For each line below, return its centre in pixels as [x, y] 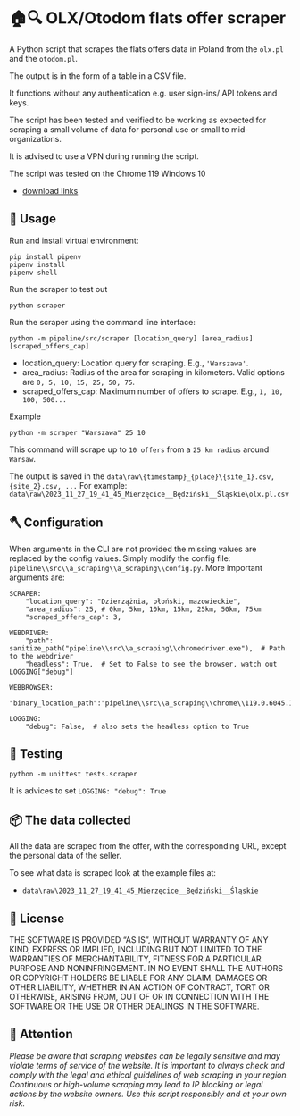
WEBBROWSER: [31, 687]
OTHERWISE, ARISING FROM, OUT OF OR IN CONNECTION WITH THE [139, 997]
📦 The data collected [70, 820]
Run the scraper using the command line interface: [103, 322]
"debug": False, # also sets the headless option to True [137, 726]
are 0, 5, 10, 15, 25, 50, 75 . [79, 382]
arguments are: [37, 577]
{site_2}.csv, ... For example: [68, 485]
